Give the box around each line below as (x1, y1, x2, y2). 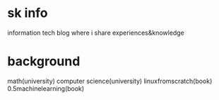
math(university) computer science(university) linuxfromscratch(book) (7, 77, 213, 85)
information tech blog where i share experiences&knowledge (7, 28, 185, 37)
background (7, 53, 81, 70)
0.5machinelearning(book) (7, 84, 85, 93)
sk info (7, 5, 48, 21)
